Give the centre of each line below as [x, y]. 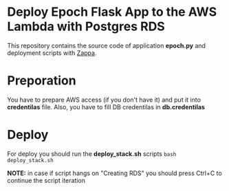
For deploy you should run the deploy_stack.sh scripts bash [92, 154]
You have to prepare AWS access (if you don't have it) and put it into [104, 100]
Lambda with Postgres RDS [86, 26]
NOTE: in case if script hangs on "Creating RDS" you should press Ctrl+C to [115, 173]
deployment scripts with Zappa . [52, 53]
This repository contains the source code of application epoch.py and [107, 45]
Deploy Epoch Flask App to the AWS [112, 12]
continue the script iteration [46, 180]
